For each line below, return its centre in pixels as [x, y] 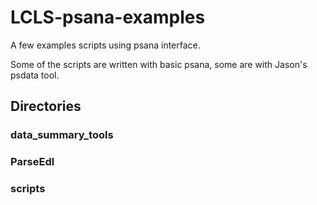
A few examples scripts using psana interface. [105, 45]
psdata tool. [35, 75]
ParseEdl [32, 162]
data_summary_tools [62, 135]
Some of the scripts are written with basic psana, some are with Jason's [159, 64]
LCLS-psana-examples [108, 17]
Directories [46, 106]
